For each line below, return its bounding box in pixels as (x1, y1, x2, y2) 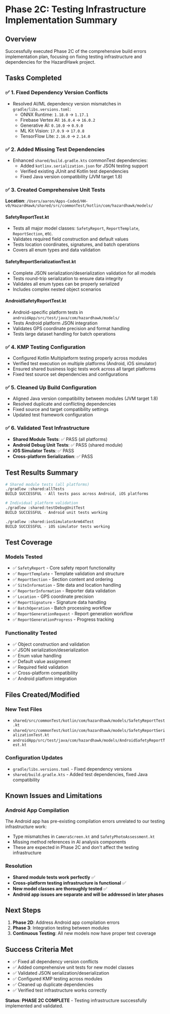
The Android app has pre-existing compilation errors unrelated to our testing (5, 818, 165, 825)
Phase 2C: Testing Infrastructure (5, 4, 146, 15)
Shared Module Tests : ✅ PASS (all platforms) (12, 436, 108, 442)
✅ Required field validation (12, 664, 69, 670)
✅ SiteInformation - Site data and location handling (12, 582, 121, 588)
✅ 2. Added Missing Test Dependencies (5, 146, 105, 153)
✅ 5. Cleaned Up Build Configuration (5, 384, 97, 391)
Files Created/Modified (5, 690, 80, 699)
